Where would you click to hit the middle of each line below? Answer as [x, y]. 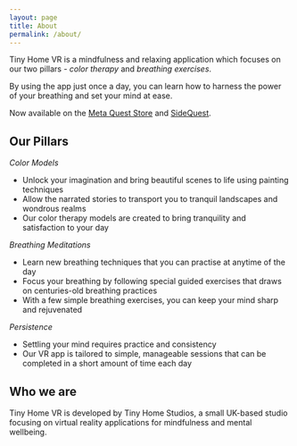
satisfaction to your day [66, 228]
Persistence [31, 327]
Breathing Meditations [50, 245]
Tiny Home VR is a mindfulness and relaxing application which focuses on [145, 60]
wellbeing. [28, 432]
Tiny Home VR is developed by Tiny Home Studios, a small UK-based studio [148, 413]
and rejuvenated [52, 310]
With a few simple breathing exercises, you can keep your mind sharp [150, 300]
